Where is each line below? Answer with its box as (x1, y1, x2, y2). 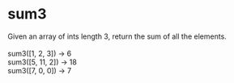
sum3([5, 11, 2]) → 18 (7, 57, 78, 67)
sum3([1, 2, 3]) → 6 (7, 48, 72, 58)
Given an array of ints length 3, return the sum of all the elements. (7, 31, 228, 41)
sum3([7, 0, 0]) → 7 (7, 65, 72, 75)
